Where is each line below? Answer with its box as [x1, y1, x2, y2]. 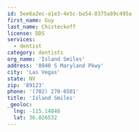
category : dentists [7, 50, 64, 57]
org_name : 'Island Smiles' [7, 56, 85, 63]
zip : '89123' [7, 82, 45, 89]
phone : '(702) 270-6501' [7, 88, 79, 95]
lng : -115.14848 [13, 108, 60, 115]
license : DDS [7, 29, 45, 37]
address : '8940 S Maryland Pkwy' [7, 62, 104, 69]
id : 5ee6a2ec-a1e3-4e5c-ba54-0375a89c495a [7, 10, 132, 17]
